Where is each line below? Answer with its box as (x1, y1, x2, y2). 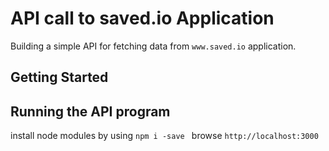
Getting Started (10, 69, 109, 86)
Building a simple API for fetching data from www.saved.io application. (10, 40, 297, 52)
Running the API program (10, 103, 171, 120)
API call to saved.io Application (10, 7, 275, 30)
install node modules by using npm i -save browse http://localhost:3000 (10, 130, 319, 142)
